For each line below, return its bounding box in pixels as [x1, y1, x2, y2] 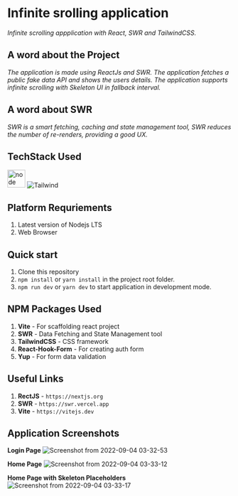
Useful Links [7, 373, 64, 385]
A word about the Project [7, 49, 120, 61]
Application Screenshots [7, 428, 119, 440]
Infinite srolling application [7, 5, 169, 21]
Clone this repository [17, 268, 80, 276]
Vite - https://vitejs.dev [17, 406, 94, 415]
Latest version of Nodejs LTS [17, 220, 102, 229]
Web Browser [17, 228, 58, 237]
